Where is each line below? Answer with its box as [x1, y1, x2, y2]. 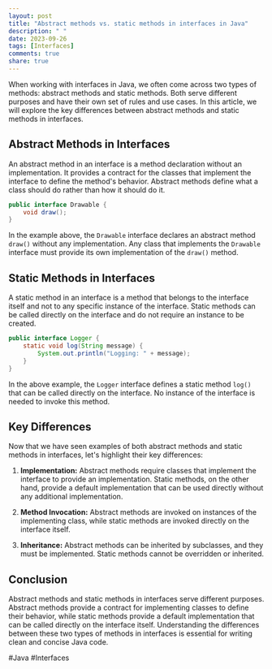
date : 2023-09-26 [8, 34, 67, 43]
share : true [8, 58, 49, 66]
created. [8, 318, 37, 329]
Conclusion [8, 572, 68, 586]
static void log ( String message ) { [23, 342, 144, 350]
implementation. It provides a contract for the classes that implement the [8, 167, 252, 177]
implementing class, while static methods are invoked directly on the [19, 516, 250, 526]
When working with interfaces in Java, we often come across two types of [8, 79, 257, 89]
